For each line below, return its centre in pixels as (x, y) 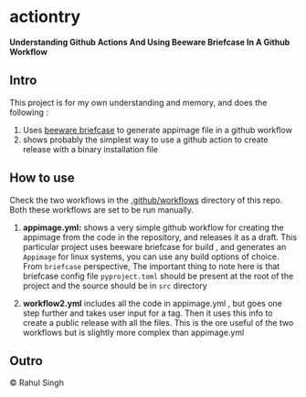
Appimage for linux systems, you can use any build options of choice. (151, 256)
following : (29, 112)
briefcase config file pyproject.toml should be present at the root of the (158, 276)
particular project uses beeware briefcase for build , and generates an (154, 246)
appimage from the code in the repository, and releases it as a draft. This (160, 237)
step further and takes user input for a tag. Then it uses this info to (148, 313)
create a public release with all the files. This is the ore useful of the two (158, 322)
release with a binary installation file (90, 149)
